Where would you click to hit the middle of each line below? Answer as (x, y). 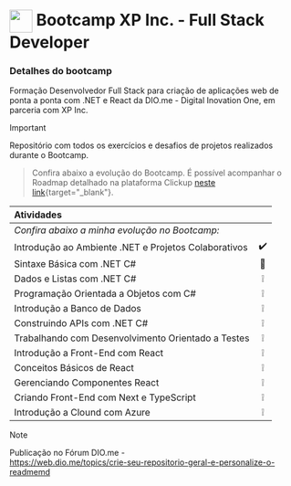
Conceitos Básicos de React (74, 368)
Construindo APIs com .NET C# (81, 323)
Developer (49, 42)
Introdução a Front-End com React (89, 354)
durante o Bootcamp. (49, 155)
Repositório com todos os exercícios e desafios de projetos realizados (141, 145)
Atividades (38, 215)
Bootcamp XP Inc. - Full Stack (150, 20)
